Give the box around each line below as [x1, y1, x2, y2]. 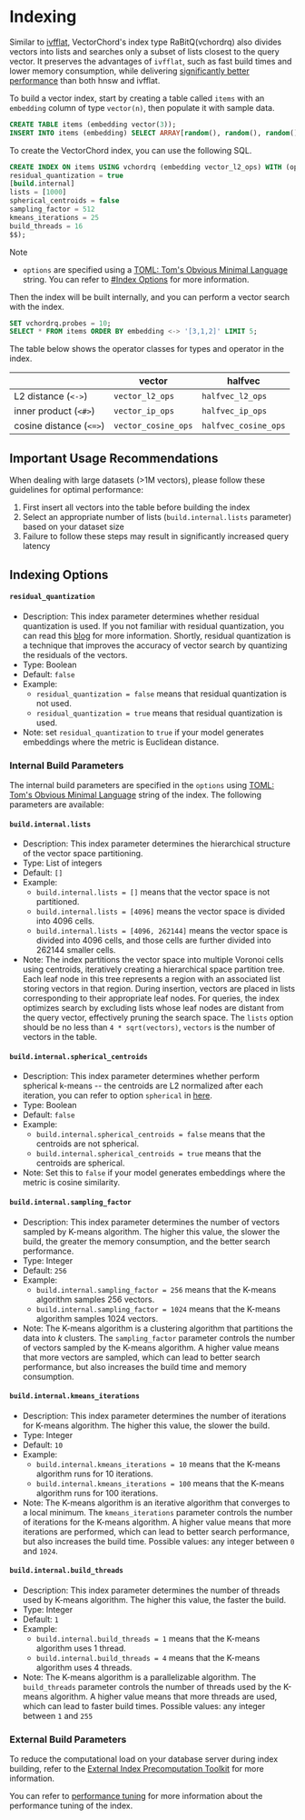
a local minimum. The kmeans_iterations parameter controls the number [22, 1506, 293, 1517]
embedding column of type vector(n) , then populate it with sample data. [9, 102, 275, 113]
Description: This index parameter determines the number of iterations [22, 1410, 287, 1421]
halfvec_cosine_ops [201, 421, 286, 431]
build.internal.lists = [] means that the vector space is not [35, 886, 271, 897]
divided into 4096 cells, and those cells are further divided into [35, 935, 271, 946]
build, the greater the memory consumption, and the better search [22, 1235, 271, 1246]
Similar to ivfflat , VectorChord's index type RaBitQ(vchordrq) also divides [9, 36, 282, 47]
